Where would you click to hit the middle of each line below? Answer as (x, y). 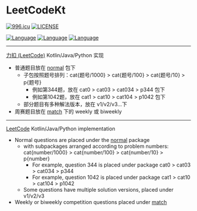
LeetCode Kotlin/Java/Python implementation (61, 129)
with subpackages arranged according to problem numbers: (96, 146)
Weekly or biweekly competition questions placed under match (91, 202)
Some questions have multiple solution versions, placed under (98, 189)
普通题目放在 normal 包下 (45, 67)
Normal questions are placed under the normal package (82, 140)
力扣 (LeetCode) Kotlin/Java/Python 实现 (55, 55)
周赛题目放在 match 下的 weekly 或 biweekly (68, 111)
